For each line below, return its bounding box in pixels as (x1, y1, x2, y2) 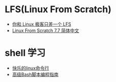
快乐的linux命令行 (12, 65, 49, 71)
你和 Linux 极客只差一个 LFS (12, 21, 72, 27)
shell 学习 (5, 47, 46, 59)
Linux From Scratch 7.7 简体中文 (12, 27, 79, 34)
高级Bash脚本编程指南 (12, 71, 59, 77)
